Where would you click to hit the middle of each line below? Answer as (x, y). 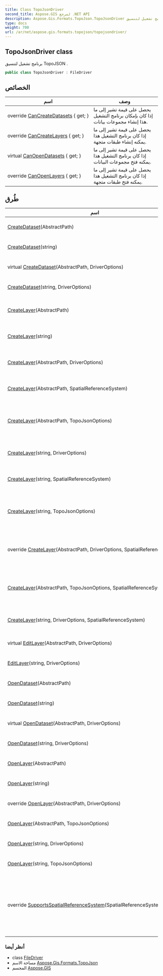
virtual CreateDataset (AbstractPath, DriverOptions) (65, 267)
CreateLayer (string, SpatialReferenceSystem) (59, 479)
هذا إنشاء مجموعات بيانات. (121, 122)
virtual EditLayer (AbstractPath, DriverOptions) (60, 643)
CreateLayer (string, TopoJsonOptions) (51, 511)
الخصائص (17, 88)
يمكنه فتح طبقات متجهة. (118, 182)
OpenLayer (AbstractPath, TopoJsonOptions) (58, 823)
